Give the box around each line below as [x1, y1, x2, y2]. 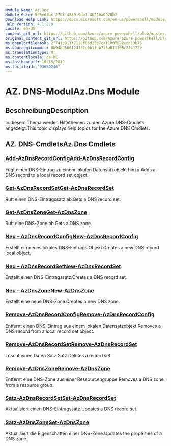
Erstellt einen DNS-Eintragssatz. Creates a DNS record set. [5, 274, 127, 280]
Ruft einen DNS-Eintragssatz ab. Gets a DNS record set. [5, 196, 121, 202]
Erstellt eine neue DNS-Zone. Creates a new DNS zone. [5, 298, 120, 305]
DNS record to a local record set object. [5, 172, 89, 178]
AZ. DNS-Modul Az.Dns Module [5, 86, 140, 98]
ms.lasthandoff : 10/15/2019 [5, 59, 65, 65]
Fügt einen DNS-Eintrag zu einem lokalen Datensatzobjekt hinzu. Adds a [5, 166, 156, 173]
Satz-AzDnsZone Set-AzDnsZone [5, 419, 90, 426]
